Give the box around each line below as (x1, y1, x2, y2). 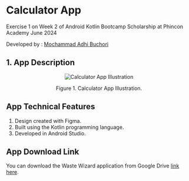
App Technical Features (6, 102, 95, 112)
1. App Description (6, 58, 75, 68)
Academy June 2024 (6, 29, 57, 36)
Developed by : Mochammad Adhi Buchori (6, 41, 109, 48)
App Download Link (6, 146, 79, 156)
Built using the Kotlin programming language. (14, 123, 124, 130)
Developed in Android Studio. (14, 130, 87, 137)
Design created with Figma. (14, 117, 81, 124)
